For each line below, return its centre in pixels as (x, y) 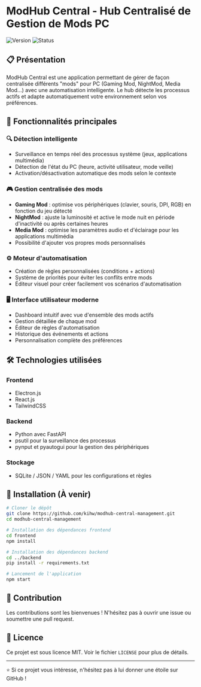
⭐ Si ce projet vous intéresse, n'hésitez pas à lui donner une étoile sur (92, 670)
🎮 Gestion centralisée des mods (54, 189)
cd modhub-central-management (44, 519)
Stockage (20, 463)
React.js (25, 400)
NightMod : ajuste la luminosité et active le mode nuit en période (95, 217)
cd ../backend (24, 558)
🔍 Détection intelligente (42, 139)
